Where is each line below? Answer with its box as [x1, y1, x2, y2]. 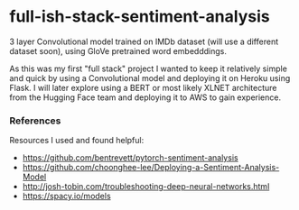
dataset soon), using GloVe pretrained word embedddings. [9, 45, 228, 56]
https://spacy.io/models [22, 191, 111, 202]
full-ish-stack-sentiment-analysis [9, 6, 270, 27]
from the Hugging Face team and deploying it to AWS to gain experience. [9, 92, 282, 103]
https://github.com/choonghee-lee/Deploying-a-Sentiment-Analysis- [22, 162, 280, 173]
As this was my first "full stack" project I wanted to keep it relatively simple [9, 63, 287, 74]
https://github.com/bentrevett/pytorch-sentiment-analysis [22, 152, 238, 163]
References [9, 114, 61, 127]
